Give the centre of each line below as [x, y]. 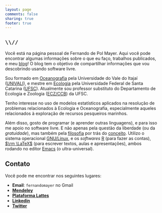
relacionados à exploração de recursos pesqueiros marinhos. [66, 114]
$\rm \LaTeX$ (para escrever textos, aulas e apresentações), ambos [73, 143]
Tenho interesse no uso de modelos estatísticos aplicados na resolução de [80, 103]
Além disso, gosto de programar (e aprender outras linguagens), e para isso [81, 123]
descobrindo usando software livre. [41, 69]
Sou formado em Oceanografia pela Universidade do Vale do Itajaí [71, 78]
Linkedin [21, 200]
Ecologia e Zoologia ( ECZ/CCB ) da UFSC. [47, 94]
